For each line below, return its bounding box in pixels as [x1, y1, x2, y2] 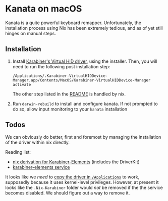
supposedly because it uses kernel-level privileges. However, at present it [5, 179, 159, 185]
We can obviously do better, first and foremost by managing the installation [5, 134, 161, 140]
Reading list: [5, 149, 31, 155]
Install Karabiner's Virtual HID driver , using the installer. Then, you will [12, 58, 157, 64]
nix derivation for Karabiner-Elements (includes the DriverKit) [12, 159, 140, 165]
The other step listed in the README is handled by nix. [12, 91, 126, 97]
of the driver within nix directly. [5, 139, 70, 145]
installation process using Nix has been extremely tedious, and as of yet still [5, 25, 163, 31]
